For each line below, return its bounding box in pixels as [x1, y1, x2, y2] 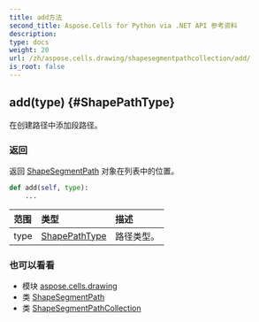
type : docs [9, 37, 50, 47]
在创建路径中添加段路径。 [9, 119, 103, 130]
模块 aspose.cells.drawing [21, 280, 118, 292]
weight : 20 [9, 46, 50, 55]
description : [9, 29, 57, 38]
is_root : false [9, 63, 65, 72]
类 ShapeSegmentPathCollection [21, 303, 141, 314]
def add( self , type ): [9, 183, 89, 192]
